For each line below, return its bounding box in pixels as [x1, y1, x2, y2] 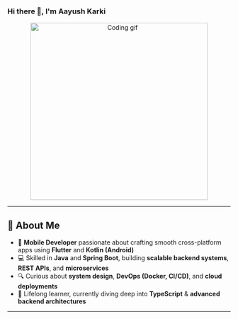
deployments [17, 282, 58, 291]
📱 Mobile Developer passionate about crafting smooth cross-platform [17, 238, 222, 247]
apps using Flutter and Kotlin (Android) [17, 246, 135, 254]
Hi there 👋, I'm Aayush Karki [7, 6, 106, 16]
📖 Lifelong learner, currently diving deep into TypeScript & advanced [17, 290, 221, 298]
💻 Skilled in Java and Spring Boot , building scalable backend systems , [17, 254, 229, 262]
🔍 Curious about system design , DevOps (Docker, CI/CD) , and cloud [17, 272, 222, 281]
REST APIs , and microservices [17, 264, 109, 272]
